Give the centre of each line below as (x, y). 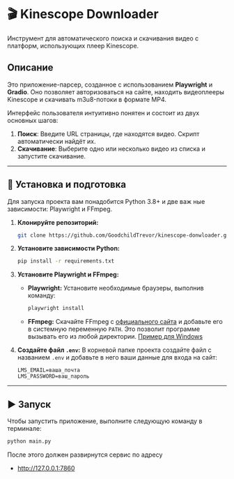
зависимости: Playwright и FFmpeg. (60, 209)
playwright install (56, 309)
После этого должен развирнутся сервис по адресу (85, 455)
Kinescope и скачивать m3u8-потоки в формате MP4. (87, 99)
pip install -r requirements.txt (66, 261)
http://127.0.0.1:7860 (46, 468)
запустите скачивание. (51, 156)
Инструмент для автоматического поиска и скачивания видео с (103, 38)
